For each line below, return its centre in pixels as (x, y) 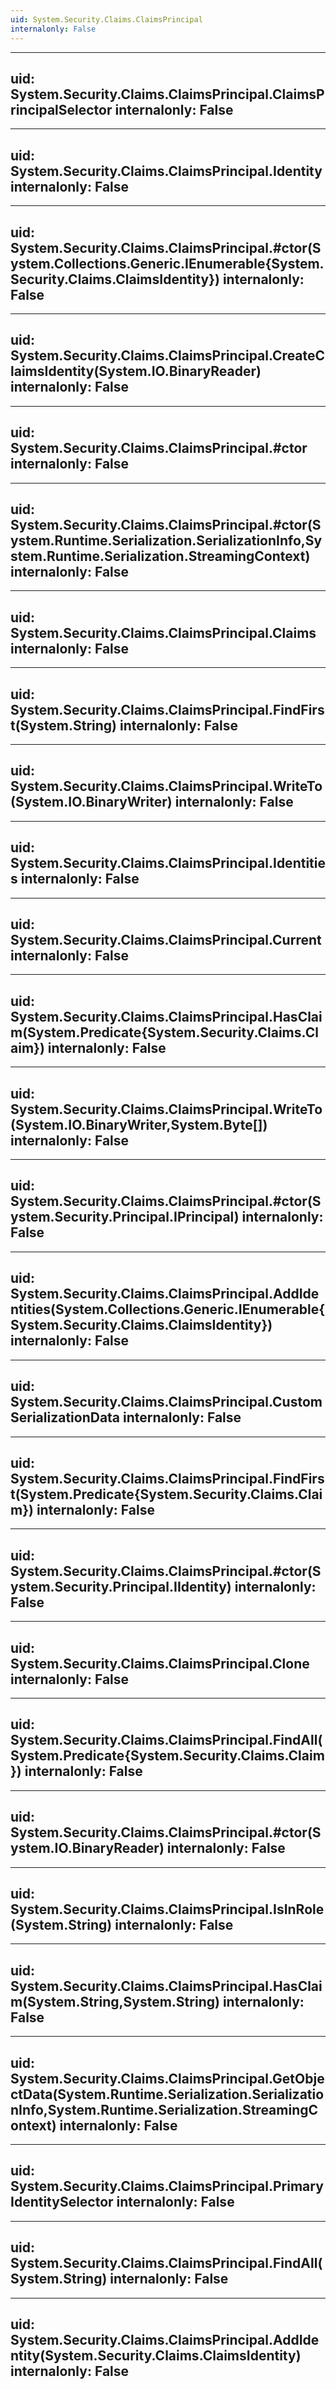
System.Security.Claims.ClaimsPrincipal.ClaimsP (167, 94)
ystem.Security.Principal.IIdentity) (121, 1586)
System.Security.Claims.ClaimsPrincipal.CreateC (168, 356)
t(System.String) (63, 725)
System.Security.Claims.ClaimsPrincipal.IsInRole (167, 1909)
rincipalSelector (61, 109)
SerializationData (65, 1417)
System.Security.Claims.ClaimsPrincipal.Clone (160, 1663)
